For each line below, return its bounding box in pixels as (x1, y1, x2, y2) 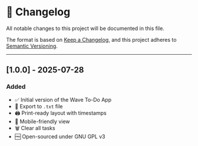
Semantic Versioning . (6, 42, 58, 49)
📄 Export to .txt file (14, 102, 63, 109)
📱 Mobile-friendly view (14, 118, 70, 125)
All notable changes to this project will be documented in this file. (6, 25, 165, 32)
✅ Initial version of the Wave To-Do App (14, 96, 112, 103)
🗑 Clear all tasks (14, 124, 55, 131)
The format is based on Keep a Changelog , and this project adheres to (6, 36, 177, 43)
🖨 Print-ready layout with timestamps (14, 109, 107, 117)
